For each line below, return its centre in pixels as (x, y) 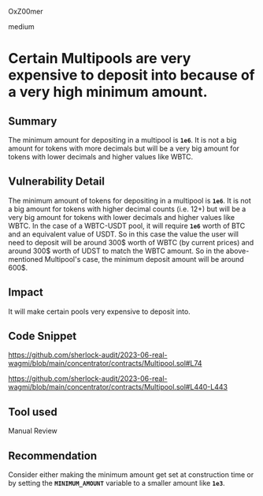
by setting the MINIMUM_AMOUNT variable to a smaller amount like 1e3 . (117, 483)
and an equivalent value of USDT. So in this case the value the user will (123, 234)
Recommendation (52, 455)
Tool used (33, 412)
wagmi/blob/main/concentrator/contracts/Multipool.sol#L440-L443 (118, 387)
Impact (26, 292)
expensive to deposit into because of (131, 75)
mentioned (26, 259)
